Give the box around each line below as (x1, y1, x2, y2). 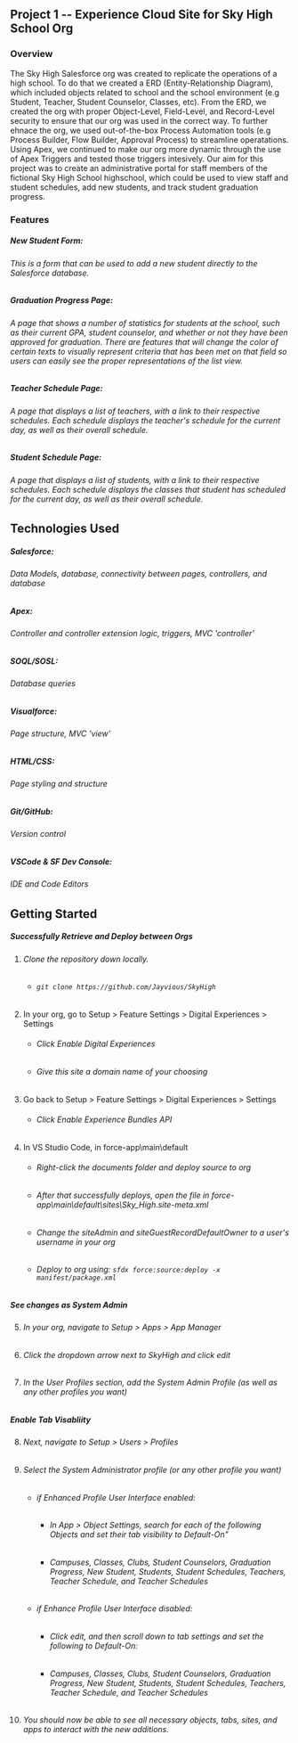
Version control (10, 829, 66, 839)
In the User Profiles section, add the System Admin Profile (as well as (22, 1377, 278, 1388)
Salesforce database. (10, 267, 90, 278)
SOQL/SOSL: (10, 655, 59, 667)
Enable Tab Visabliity (10, 1414, 92, 1425)
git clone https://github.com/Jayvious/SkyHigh (36, 983, 216, 992)
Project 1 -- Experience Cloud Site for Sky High (10, 7, 274, 22)
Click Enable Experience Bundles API (36, 1114, 173, 1125)
